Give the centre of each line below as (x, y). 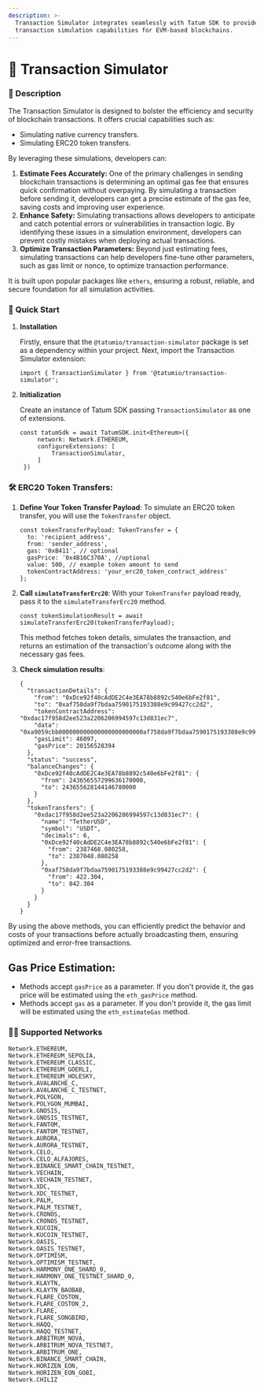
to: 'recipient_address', (69, 537)
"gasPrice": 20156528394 (75, 746)
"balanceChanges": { (60, 767)
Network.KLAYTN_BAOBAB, (47, 1290)
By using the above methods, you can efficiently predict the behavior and (127, 926)
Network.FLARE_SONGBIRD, (49, 1318)
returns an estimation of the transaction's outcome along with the (125, 646)
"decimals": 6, (65, 836)
